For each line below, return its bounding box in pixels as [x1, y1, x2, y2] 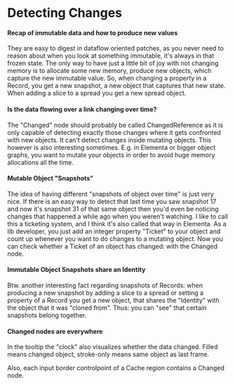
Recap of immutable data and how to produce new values [7, 28, 178, 37]
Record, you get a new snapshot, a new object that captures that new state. [7, 81, 226, 90]
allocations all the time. [7, 158, 74, 167]
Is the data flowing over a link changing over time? [7, 105, 157, 113]
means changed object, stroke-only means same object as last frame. [7, 350, 209, 359]
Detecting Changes [7, 5, 123, 21]
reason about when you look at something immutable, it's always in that [7, 51, 215, 60]
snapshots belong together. [7, 311, 87, 319]
